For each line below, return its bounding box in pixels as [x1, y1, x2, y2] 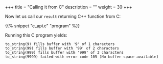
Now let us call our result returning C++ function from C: [5, 14, 121, 19]
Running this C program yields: [5, 32, 68, 38]
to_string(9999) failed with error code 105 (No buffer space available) [5, 54, 159, 59]
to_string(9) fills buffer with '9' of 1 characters [5, 42, 115, 47]
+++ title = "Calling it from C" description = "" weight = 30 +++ [5, 4, 132, 10]
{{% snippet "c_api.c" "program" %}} [5, 23, 80, 29]
